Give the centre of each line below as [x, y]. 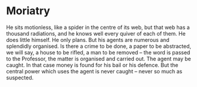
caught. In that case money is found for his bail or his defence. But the [92, 65]
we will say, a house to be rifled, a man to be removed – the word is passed [98, 52]
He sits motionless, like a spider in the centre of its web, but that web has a [98, 27]
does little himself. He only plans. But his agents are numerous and [88, 40]
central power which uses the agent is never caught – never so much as [94, 71]
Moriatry [28, 11]
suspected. [20, 78]
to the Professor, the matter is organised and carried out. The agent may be [99, 59]
